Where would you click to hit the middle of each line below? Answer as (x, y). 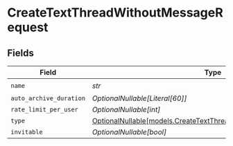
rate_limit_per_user (44, 110)
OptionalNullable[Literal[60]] (139, 98)
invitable (27, 132)
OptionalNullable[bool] (129, 132)
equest (28, 27)
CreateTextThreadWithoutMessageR (115, 13)
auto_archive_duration (48, 98)
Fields (21, 53)
